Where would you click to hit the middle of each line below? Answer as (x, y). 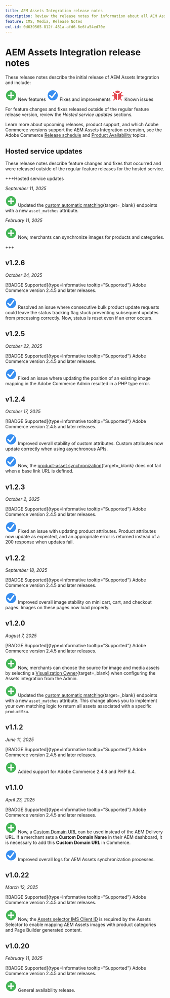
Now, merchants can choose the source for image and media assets (89, 668)
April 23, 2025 (20, 800)
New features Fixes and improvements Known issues (86, 99)
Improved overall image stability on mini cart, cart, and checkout (84, 602)
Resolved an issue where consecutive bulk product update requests (88, 307)
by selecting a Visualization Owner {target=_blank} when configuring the (80, 673)
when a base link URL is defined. (39, 471)
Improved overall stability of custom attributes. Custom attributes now (90, 443)
